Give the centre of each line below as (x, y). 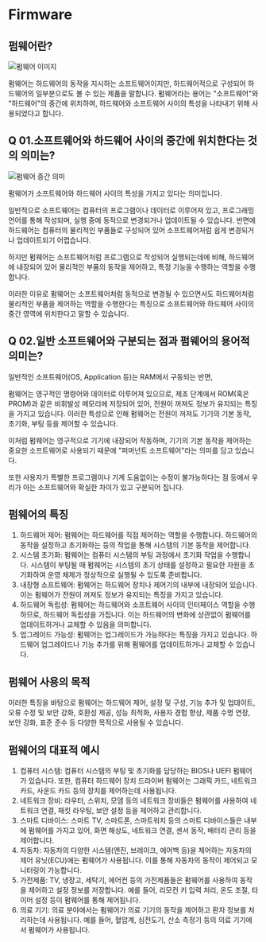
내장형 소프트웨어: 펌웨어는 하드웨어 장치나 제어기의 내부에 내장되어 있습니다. (139, 585)
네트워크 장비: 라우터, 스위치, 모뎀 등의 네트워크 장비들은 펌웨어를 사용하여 (134, 800)
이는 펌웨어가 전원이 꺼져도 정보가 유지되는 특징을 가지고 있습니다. (121, 595)
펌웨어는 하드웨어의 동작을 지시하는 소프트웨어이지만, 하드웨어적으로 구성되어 (127, 84)
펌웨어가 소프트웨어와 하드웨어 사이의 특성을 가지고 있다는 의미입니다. (115, 193)
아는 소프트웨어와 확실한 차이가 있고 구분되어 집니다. (103, 487)
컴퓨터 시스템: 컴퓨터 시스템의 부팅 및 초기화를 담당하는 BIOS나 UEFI (125, 771)
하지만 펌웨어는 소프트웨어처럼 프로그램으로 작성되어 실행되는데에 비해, (118, 257)
